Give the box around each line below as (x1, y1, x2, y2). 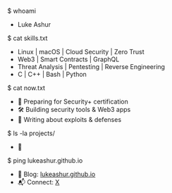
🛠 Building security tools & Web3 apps (17, 106, 131, 113)
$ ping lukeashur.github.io (7, 156, 83, 165)
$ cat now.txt (7, 84, 46, 92)
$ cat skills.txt (7, 34, 48, 42)
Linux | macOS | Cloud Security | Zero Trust (17, 48, 145, 56)
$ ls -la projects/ (7, 129, 55, 137)
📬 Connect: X (17, 178, 60, 186)
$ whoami (7, 7, 37, 15)
